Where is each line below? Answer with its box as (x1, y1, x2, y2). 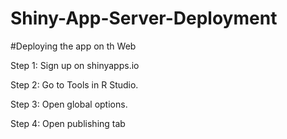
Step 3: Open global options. (10, 98, 128, 110)
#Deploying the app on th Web (10, 40, 137, 52)
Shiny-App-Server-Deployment (10, 7, 278, 30)
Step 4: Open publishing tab (10, 117, 126, 129)
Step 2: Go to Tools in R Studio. (10, 78, 139, 91)
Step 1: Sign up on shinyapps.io (10, 59, 140, 71)
